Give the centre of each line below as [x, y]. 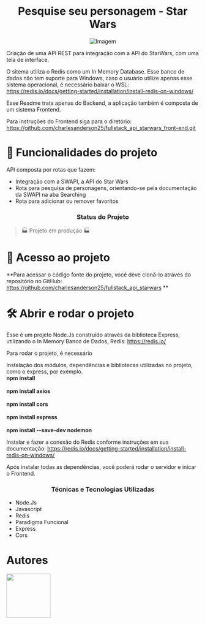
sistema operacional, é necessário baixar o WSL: [68, 85]
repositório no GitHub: [34, 281]
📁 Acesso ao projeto [58, 258]
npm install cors [27, 404]
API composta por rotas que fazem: [51, 169]
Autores [27, 560]
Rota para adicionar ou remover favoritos [67, 201]
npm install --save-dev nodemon [49, 430]
